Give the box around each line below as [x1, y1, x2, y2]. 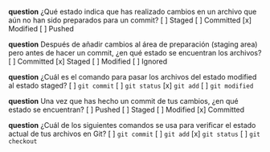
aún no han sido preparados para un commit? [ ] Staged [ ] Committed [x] [8, 15, 252, 25]
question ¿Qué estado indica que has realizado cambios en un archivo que [8, 7, 257, 16]
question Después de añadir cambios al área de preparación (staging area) [8, 39, 258, 49]
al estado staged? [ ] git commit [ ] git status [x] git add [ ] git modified [8, 80, 254, 90]
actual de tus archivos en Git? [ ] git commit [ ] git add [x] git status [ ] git [8, 129, 261, 138]
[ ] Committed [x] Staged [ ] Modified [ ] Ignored [8, 56, 168, 66]
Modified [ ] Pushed [8, 24, 74, 33]
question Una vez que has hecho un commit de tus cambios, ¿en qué [8, 97, 239, 105]
